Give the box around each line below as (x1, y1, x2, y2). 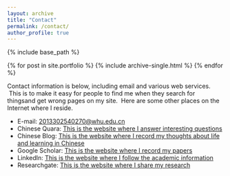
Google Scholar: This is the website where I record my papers (17, 146, 193, 155)
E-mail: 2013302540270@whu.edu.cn (17, 118, 125, 126)
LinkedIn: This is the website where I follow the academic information (17, 154, 213, 162)
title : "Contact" (7, 16, 57, 23)
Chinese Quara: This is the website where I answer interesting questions (17, 124, 222, 133)
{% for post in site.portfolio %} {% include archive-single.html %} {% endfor (7, 61, 224, 69)
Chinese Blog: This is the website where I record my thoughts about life (17, 132, 220, 140)
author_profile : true (7, 29, 70, 36)
